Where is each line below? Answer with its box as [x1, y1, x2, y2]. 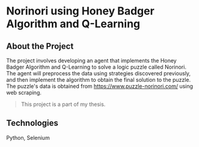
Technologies [6, 118, 59, 128]
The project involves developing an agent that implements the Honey [6, 57, 177, 64]
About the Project [6, 41, 74, 51]
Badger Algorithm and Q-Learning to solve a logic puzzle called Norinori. [6, 63, 186, 70]
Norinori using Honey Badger [6, 4, 155, 18]
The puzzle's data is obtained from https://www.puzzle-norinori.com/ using [6, 83, 194, 90]
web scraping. [6, 89, 42, 96]
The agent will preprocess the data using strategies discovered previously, [6, 70, 191, 77]
